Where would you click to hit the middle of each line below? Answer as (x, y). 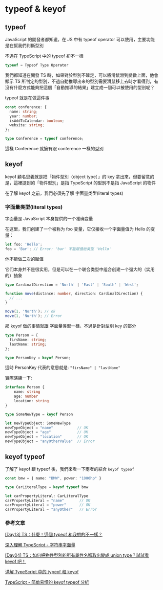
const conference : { (26, 107)
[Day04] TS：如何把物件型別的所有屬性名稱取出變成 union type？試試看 (77, 555)
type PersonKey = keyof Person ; (38, 358)
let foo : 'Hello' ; (24, 245)
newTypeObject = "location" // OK (47, 437)
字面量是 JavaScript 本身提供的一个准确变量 (49, 219)
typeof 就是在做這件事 (27, 98)
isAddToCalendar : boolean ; (37, 121)
